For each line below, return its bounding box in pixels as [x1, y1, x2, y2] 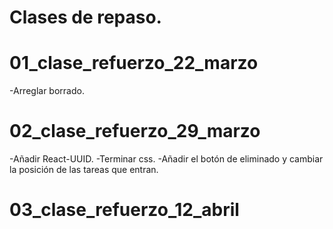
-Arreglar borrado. [9, 85, 85, 97]
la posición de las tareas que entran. [9, 164, 159, 176]
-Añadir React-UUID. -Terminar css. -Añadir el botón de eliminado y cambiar [9, 153, 324, 165]
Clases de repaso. [9, 6, 162, 29]
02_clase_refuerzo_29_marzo [9, 120, 261, 143]
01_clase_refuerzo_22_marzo [9, 52, 259, 75]
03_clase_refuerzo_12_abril [9, 199, 240, 221]
